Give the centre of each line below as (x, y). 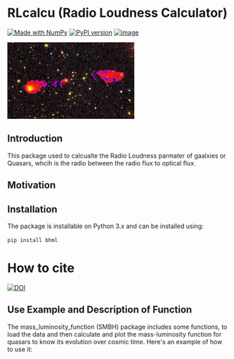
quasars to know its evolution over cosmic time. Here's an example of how (115, 341)
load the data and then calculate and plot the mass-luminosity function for (115, 334)
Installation (32, 209)
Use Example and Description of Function (100, 310)
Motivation (32, 185)
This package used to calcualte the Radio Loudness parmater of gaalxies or (117, 156)
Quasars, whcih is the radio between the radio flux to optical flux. (102, 163)
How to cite (41, 268)
